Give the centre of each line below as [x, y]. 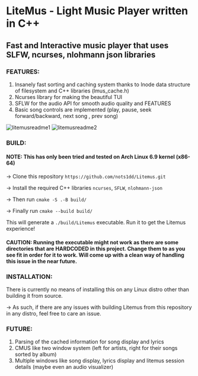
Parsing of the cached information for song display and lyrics [89, 342]
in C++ [23, 23]
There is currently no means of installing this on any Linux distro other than [98, 289]
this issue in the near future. [41, 261]
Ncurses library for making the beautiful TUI [68, 97]
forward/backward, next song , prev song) [66, 116]
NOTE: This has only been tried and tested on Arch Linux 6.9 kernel [90, 157]
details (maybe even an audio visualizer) [64, 367]
